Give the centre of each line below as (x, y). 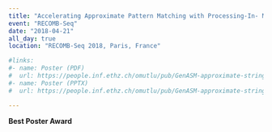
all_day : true (32, 38)
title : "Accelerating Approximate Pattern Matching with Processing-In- (134, 16)
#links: (21, 61)
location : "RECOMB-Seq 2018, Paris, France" (85, 46)
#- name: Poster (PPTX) (49, 83)
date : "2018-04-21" (41, 31)
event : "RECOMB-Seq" (43, 23)
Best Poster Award (40, 121)
